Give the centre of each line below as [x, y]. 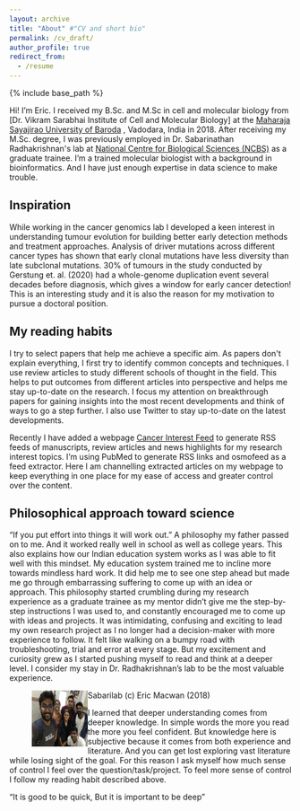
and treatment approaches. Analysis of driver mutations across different [142, 246]
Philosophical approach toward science [122, 513]
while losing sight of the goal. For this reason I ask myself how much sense [148, 761]
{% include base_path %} [56, 93]
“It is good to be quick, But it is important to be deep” [107, 797]
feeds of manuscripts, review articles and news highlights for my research [146, 447]
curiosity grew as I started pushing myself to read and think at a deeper [141, 659]
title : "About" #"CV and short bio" [77, 28]
